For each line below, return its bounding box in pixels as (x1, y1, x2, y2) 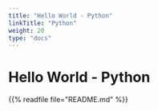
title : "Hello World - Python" (8, 11, 113, 20)
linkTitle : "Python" (8, 19, 78, 27)
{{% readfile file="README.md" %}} (8, 95, 128, 105)
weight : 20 (8, 26, 45, 34)
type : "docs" (8, 34, 52, 42)
